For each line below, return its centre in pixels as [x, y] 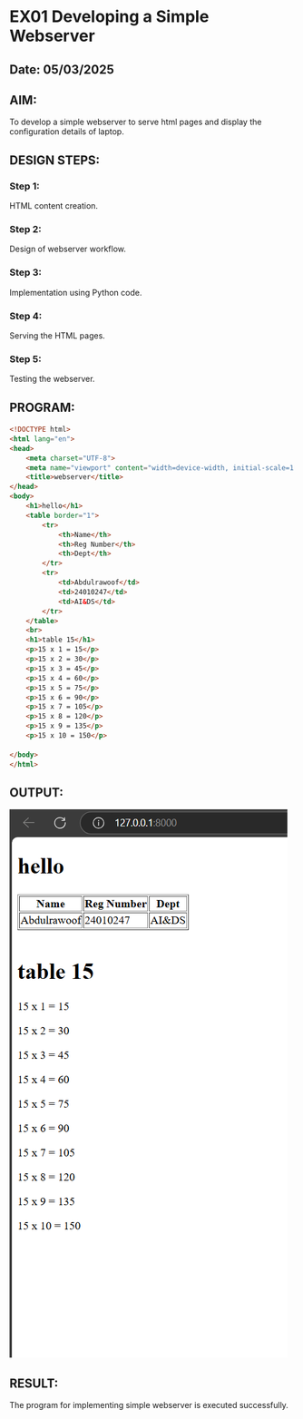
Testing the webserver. [52, 379]
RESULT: [34, 1383]
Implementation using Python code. [76, 292]
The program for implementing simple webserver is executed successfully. [149, 1405]
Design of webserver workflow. [68, 249]
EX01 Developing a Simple [109, 17]
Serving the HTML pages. [58, 335]
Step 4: [26, 316]
